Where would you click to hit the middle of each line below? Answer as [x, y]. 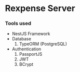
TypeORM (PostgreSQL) [43, 44]
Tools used [18, 24]
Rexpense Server [40, 8]
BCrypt [26, 64]
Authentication [27, 49]
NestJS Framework [31, 34]
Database [21, 39]
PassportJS [31, 54]
